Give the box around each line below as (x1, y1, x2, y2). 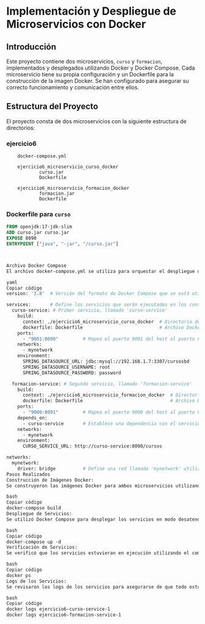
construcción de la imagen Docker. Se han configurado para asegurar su (6, 78, 189, 84)
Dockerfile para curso (6, 210, 71, 219)
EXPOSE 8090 (6, 235, 37, 242)
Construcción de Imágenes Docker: (6, 477, 95, 483)
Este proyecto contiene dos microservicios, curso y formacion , (6, 58, 163, 65)
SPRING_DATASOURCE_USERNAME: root (22, 364, 111, 370)
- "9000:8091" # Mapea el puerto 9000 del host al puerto (22, 409, 195, 416)
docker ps (6, 572, 32, 578)
